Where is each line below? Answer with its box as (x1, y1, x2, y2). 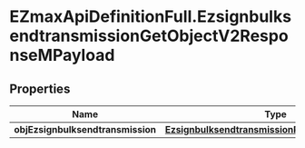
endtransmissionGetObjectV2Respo (9, 25, 289, 46)
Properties (9, 81, 71, 96)
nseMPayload (9, 45, 115, 65)
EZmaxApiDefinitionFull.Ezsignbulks (9, 6, 292, 27)
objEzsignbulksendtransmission (14, 123, 157, 135)
